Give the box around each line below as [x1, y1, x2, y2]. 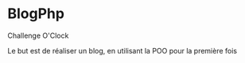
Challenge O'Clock [7, 31, 69, 40]
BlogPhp [7, 5, 65, 23]
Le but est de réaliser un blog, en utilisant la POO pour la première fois [7, 46, 238, 55]
